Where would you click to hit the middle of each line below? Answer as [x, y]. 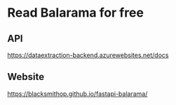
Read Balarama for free [75, 13]
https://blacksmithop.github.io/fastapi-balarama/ [77, 94]
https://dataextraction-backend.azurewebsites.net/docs [88, 55]
